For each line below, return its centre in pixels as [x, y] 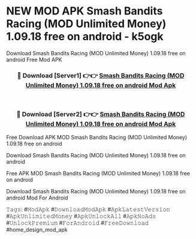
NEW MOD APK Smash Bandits [85, 11]
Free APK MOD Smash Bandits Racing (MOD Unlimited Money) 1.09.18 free [98, 173]
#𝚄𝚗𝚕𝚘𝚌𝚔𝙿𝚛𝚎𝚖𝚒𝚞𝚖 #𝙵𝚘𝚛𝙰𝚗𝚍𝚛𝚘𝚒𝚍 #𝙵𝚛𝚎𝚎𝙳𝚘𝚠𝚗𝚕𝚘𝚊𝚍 [77, 223]
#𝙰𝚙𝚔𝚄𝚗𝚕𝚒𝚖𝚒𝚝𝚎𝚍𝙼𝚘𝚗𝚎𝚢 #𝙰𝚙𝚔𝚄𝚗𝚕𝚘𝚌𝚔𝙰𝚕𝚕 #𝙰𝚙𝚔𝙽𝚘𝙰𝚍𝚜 [81, 216]
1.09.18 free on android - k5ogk [85, 37]
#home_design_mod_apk [37, 229]
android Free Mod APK [34, 59]
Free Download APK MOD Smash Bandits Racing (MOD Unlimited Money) [97, 137]
